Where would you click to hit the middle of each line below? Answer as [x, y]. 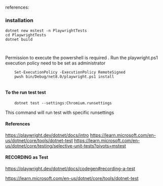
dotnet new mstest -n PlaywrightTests [46, 31]
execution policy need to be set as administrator [55, 63]
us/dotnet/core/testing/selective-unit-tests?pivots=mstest [66, 146]
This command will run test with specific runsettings [60, 112]
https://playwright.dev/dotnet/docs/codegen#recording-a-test [70, 168]
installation [19, 20]
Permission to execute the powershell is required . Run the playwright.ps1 [81, 58]
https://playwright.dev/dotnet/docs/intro [47, 135]
